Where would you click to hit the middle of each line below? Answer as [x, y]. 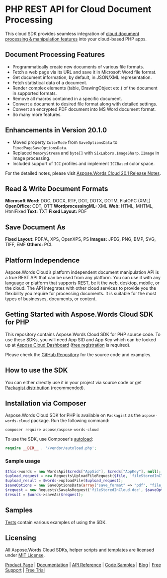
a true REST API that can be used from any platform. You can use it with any [83, 278]
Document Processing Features [55, 55]
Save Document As [35, 227]
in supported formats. [35, 93]
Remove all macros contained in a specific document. [67, 98]
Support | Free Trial [25, 570]
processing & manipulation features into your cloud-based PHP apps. [76, 39]
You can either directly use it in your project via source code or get [74, 382]
